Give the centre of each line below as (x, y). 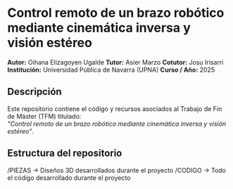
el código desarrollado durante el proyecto (69, 178)
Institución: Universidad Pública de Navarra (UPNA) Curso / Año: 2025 (111, 70)
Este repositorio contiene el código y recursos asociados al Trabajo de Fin (115, 109)
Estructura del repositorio (65, 154)
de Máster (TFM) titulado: (44, 116)
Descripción (34, 92)
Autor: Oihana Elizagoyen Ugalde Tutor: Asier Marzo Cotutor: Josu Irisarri (115, 62)
